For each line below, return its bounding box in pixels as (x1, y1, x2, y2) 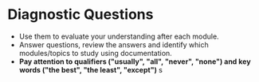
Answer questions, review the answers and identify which (18, 39, 209, 49)
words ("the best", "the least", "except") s (18, 65, 163, 74)
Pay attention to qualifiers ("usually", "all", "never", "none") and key (18, 57, 252, 66)
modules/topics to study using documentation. (18, 48, 172, 58)
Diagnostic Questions (7, 6, 154, 24)
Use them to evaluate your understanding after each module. (18, 32, 220, 41)
